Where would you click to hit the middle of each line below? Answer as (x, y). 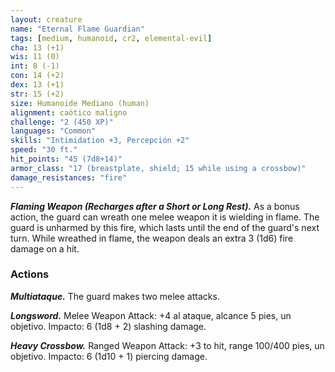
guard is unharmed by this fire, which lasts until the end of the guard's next (165, 227)
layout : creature (46, 19)
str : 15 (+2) (37, 94)
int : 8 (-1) (35, 66)
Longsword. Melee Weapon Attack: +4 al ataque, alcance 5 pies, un (151, 315)
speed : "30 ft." (44, 150)
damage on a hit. (45, 248)
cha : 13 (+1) (37, 47)
